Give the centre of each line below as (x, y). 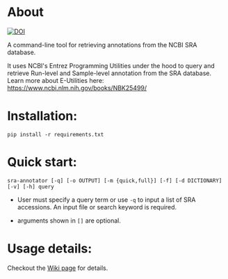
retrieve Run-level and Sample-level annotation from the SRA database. (109, 73)
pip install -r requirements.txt (56, 134)
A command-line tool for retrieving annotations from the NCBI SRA (102, 45)
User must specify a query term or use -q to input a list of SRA (106, 200)
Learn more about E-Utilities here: (56, 80)
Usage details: (50, 248)
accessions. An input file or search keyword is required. (97, 207)
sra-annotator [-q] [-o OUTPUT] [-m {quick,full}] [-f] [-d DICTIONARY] (115, 181)
